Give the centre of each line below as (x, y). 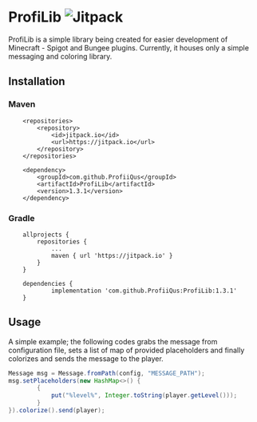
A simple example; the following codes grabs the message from (113, 341)
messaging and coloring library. (60, 56)
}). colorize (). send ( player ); (57, 411)
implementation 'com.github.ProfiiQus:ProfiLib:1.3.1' (144, 291)
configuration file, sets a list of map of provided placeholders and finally (127, 350)
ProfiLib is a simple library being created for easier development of (118, 39)
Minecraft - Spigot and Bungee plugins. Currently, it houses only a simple (129, 47)
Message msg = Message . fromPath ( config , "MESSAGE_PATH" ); (107, 373)
